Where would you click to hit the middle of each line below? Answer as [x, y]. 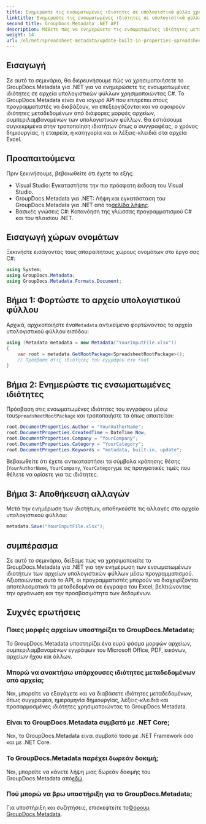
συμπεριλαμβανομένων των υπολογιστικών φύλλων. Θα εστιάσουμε [94, 119]
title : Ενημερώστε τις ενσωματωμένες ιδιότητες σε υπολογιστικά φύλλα [98, 12]
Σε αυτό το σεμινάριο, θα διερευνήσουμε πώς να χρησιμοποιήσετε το [95, 80]
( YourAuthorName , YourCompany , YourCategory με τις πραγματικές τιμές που [98, 468]
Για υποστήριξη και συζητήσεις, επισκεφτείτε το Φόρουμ [78, 807]
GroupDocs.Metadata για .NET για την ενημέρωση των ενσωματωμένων [99, 567]
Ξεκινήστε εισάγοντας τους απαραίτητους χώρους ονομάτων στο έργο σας [103, 252]
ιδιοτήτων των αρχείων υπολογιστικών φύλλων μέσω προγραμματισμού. [100, 573]
